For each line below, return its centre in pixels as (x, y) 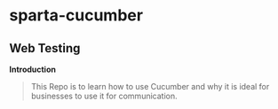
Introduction (32, 69)
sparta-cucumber (76, 16)
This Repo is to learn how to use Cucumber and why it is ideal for (150, 86)
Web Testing (45, 48)
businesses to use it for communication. (104, 96)
